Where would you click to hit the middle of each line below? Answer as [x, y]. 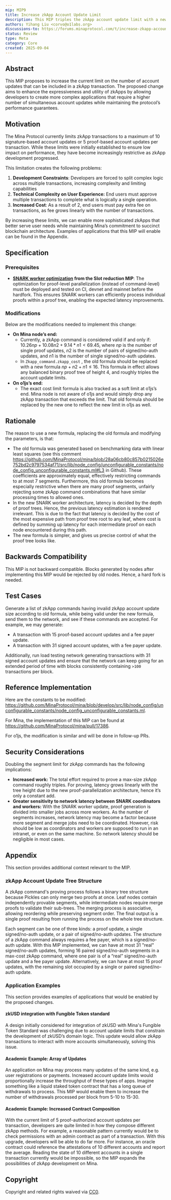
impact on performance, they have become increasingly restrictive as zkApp [85, 153]
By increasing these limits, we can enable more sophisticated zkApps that [83, 221]
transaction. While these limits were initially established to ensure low [78, 147]
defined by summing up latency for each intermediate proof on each [84, 524]
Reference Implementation [48, 688]
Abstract [20, 69]
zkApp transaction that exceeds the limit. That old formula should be [92, 399]
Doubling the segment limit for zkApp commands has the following [75, 764]
